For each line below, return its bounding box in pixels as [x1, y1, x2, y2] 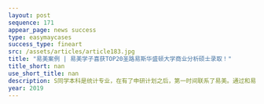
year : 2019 [8, 84, 44, 92]
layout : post [8, 11, 51, 20]
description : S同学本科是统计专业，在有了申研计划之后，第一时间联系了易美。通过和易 [8, 77, 257, 84]
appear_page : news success [8, 26, 97, 34]
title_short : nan [8, 63, 65, 70]
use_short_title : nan [8, 70, 79, 77]
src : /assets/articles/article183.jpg [8, 48, 135, 56]
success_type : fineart [8, 41, 82, 48]
